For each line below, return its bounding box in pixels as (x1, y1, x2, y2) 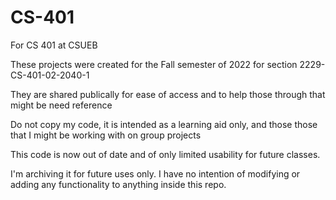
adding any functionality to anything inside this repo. (10, 178, 227, 190)
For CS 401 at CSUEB (10, 39, 98, 51)
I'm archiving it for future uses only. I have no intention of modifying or (10, 167, 301, 180)
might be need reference (10, 99, 113, 111)
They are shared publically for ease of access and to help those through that (10, 88, 326, 100)
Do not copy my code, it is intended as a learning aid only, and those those (10, 118, 318, 130)
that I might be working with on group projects (10, 129, 202, 141)
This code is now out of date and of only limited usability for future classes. (10, 148, 321, 160)
